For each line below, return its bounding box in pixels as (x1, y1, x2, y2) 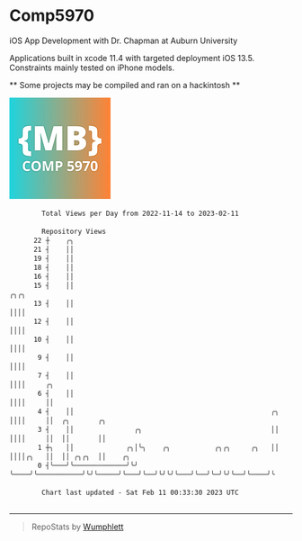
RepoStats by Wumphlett (31, 521, 124, 532)
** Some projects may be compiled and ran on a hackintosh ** (9, 79, 241, 90)
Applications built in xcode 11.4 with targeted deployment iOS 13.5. (9, 52, 255, 63)
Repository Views (41, 227, 106, 236)
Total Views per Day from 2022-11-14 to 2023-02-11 (41, 209, 240, 218)
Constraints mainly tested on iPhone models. (9, 62, 175, 73)
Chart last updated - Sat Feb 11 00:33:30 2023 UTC (41, 488, 240, 497)
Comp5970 (9, 5, 94, 26)
